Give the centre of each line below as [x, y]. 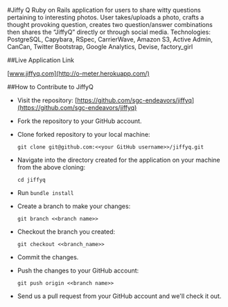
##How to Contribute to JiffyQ [50, 87]
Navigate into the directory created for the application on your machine [119, 160]
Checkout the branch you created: [66, 232]
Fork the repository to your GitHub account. [79, 121]
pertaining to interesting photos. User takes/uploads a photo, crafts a [106, 17]
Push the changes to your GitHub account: [78, 270]
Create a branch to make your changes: [74, 206]
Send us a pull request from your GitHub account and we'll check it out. [119, 296]
